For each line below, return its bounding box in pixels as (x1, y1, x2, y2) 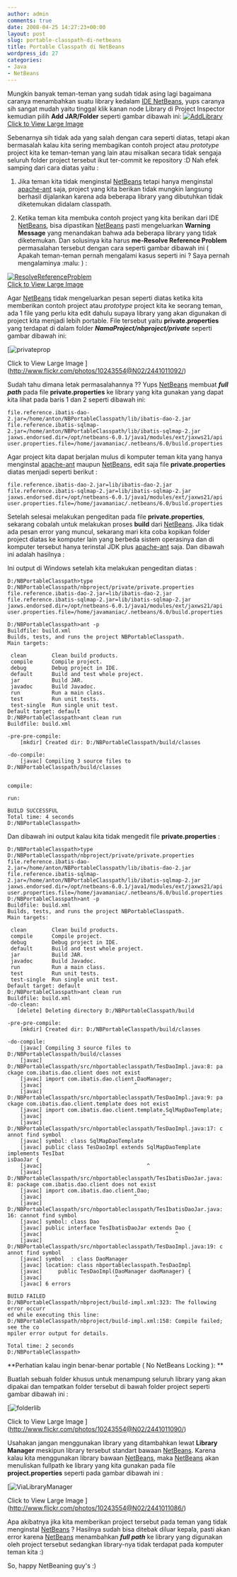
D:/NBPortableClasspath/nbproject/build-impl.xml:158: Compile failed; (7, 1317, 223, 1324)
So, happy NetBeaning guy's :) (7, 1561, 97, 1570)
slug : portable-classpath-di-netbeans (7, 37, 122, 44)
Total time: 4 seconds (7, 813, 74, 820)
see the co (7, 1324, 40, 1331)
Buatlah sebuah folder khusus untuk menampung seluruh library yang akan (7, 1374, 226, 1383)
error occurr (7, 1305, 46, 1312)
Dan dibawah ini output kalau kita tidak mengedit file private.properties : (7, 831, 221, 841)
